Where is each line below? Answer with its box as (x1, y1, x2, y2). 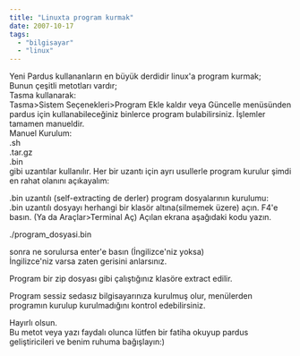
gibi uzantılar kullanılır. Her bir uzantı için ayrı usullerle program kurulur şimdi (9, 166, 292, 177)
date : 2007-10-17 (9, 21, 74, 30)
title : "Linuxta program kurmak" (9, 13, 134, 22)
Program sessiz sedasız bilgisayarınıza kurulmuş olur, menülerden (9, 291, 253, 301)
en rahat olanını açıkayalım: (9, 175, 110, 186)
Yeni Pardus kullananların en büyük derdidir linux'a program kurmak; (9, 71, 261, 81)
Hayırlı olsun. (9, 318, 58, 328)
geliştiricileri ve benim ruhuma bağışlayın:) (9, 336, 166, 347)
